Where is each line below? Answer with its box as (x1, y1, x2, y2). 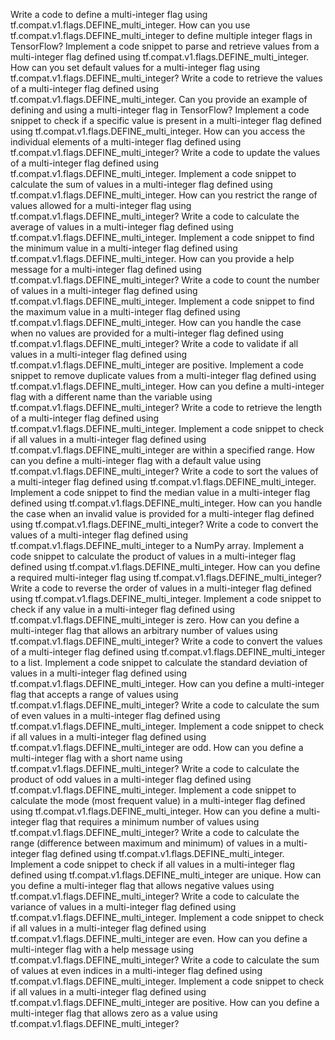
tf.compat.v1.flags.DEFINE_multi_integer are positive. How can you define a (10, 997, 320, 1008)
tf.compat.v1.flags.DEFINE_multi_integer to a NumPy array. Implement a (10, 540, 305, 551)
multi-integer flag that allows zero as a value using (10, 1007, 218, 1019)
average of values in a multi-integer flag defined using (10, 221, 234, 233)
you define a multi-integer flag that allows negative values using (10, 880, 275, 891)
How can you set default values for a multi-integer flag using (10, 62, 261, 73)
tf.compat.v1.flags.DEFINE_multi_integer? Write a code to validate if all (10, 338, 299, 349)
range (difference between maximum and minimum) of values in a (10, 837, 282, 849)
